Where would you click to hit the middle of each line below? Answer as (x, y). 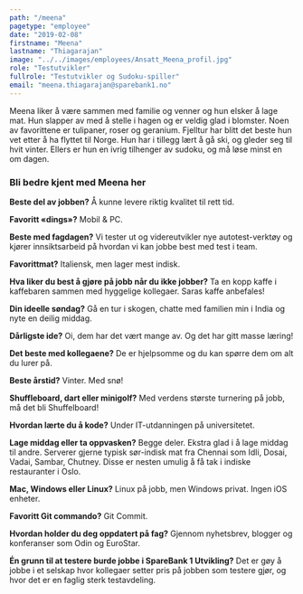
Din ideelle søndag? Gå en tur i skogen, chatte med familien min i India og (147, 308)
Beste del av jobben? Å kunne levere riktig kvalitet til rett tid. (122, 202)
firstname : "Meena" (46, 43)
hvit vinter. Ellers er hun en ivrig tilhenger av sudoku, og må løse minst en (146, 149)
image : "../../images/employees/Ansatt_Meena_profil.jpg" (121, 60)
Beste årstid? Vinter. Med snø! (66, 380)
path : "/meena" (38, 18)
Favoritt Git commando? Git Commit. (79, 515)
